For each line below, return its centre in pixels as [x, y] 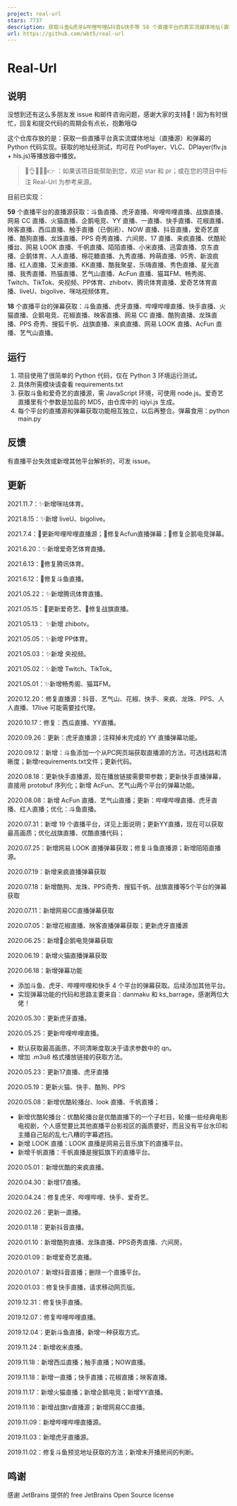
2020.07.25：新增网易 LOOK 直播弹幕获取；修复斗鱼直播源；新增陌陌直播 [114, 848]
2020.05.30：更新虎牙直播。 [49, 1018]
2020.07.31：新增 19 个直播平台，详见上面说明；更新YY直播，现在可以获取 [116, 824]
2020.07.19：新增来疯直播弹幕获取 [57, 872]
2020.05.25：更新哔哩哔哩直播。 [55, 1033]
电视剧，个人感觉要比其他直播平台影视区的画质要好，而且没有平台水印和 [122, 1126]
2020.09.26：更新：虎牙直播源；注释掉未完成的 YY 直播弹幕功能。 [104, 737]
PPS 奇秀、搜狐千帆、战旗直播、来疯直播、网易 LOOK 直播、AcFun [117, 324]
